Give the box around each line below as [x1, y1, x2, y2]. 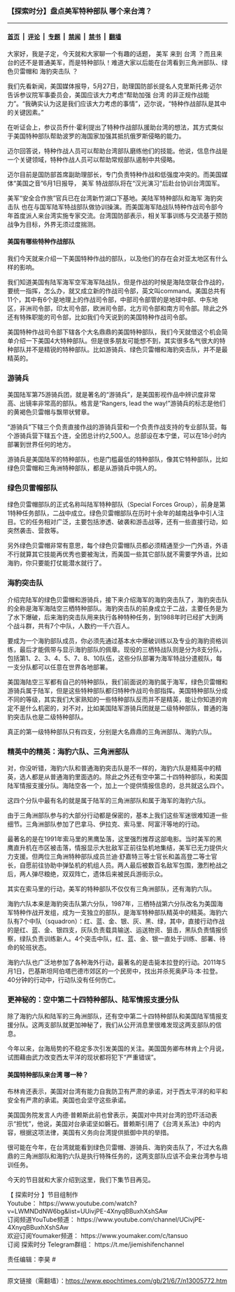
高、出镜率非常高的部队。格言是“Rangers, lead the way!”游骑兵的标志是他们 [7, 399, 226, 407]
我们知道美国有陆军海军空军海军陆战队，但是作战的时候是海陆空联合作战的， [7, 278, 228, 286]
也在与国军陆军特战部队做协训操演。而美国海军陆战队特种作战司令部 [20, 202, 218, 211]
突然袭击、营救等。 [7, 526, 63, 535]
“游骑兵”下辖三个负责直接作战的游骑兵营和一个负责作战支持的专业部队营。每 [7, 423, 227, 431]
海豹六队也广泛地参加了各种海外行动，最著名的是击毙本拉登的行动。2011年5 [7, 957, 226, 967]
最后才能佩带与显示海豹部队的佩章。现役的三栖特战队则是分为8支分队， [19, 645, 226, 654]
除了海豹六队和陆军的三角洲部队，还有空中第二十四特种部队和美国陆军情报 [7, 1012, 222, 1020]
